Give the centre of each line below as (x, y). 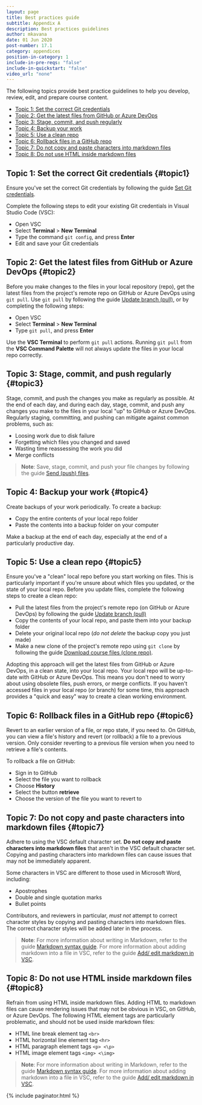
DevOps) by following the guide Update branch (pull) (80, 614)
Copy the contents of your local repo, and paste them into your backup (103, 621)
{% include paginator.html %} (43, 1095)
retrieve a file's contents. (37, 750)
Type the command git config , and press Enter (74, 237)
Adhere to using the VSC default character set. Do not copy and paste (94, 842)
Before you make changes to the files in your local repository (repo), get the (100, 286)
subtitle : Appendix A (33, 23)
